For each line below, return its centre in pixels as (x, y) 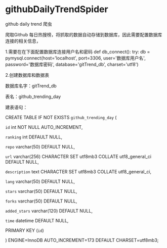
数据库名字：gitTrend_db (31, 86)
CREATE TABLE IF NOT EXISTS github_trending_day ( (61, 117)
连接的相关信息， (23, 41)
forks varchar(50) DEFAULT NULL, (41, 201)
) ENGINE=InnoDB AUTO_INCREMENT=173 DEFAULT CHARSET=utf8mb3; (82, 240)
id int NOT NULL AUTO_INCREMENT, (44, 127)
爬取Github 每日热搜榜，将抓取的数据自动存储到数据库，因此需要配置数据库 (84, 34)
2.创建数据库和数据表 (27, 75)
